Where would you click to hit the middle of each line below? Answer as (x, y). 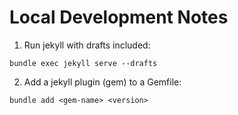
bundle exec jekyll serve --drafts (83, 63)
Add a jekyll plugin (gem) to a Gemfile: (102, 82)
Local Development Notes (119, 17)
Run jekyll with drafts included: (87, 45)
